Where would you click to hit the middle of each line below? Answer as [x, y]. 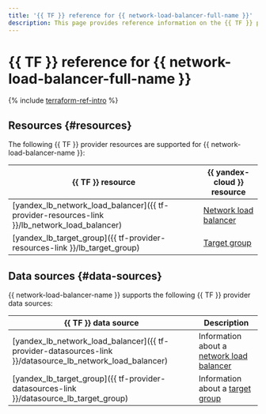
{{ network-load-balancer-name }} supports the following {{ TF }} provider [129, 295]
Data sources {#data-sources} [85, 276]
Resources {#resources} [70, 125]
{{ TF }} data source [102, 323]
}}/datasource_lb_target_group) [70, 398]
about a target [225, 389]
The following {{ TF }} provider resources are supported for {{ [109, 145]
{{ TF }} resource [104, 183]
